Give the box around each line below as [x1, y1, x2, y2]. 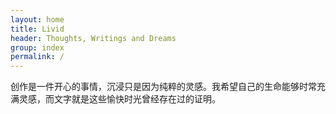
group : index [10, 42, 65, 53]
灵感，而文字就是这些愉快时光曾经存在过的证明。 [18, 93, 221, 105]
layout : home [10, 14, 65, 25]
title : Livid [10, 24, 65, 34]
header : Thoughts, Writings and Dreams [10, 33, 177, 43]
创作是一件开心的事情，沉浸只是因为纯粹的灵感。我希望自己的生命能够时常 [10, 81, 317, 93]
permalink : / [10, 52, 65, 62]
